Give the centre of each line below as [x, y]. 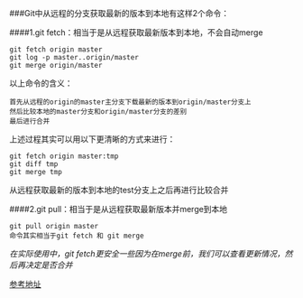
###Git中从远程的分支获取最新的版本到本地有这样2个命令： [119, 13]
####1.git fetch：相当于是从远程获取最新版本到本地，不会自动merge [136, 33]
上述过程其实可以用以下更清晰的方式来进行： [92, 139]
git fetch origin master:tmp [64, 156]
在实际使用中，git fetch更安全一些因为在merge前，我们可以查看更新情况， [147, 254]
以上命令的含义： [41, 83]
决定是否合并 [49, 265]
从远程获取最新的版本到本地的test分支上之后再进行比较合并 [119, 190]
